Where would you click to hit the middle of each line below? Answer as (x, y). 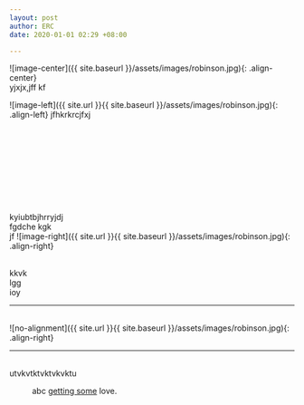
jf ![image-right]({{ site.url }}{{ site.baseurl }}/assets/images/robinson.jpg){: (150, 236)
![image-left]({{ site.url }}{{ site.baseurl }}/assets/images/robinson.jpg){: (144, 105)
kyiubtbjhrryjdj (36, 217)
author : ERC (32, 26)
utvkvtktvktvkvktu (43, 373)
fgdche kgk (30, 227)
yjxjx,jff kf (28, 88)
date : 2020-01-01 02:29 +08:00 (68, 34)
